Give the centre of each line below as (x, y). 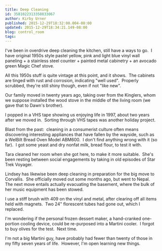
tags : (10, 37)
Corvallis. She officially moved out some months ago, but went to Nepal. (78, 179)
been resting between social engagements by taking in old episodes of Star (80, 159)
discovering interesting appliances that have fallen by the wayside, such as (80, 134)
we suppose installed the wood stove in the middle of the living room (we (78, 100)
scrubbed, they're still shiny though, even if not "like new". (63, 85)
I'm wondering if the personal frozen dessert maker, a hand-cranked (73, 218)
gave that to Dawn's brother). (34, 105)
